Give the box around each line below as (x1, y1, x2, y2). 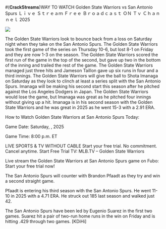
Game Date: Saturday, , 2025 (5, 124, 64, 130)
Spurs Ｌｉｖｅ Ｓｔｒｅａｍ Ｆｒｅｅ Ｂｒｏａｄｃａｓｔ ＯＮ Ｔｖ (5, 10, 142, 16)
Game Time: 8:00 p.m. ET (5, 134, 58, 139)
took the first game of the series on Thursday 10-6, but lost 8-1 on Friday (5, 47, 154, 52)
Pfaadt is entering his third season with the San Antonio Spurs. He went (5, 188, 151, 193)
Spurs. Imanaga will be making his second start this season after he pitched (5, 83, 160, 89)
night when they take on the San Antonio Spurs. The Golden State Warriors (5, 41, 158, 47)
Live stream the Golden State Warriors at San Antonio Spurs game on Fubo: (5, 158, 159, 163)
